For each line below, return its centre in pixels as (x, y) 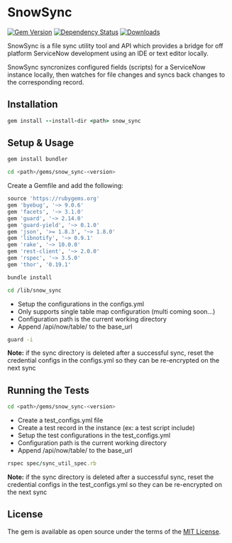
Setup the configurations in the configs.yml (81, 304)
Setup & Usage (41, 143)
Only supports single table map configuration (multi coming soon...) (116, 311)
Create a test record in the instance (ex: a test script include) (106, 428)
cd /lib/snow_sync (34, 290)
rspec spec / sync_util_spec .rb (52, 464)
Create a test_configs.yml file (60, 420)
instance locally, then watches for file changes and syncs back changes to (116, 75)
